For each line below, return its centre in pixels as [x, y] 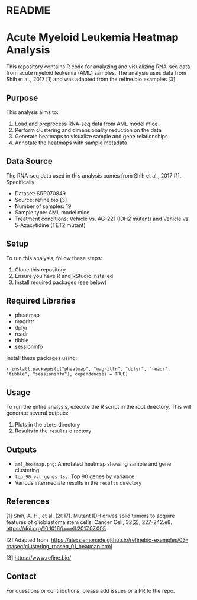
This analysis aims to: [33, 112]
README [28, 10]
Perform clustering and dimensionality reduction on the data [88, 130]
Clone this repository [40, 269]
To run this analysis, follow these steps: [54, 258]
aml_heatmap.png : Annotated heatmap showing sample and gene [93, 464]
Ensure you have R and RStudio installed [64, 276]
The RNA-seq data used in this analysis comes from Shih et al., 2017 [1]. [94, 175]
